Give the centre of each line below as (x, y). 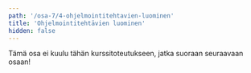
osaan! (19, 62)
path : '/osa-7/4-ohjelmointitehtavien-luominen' (91, 16)
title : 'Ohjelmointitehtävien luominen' (77, 23)
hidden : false (32, 30)
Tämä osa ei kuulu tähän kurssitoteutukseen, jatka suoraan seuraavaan (126, 54)
